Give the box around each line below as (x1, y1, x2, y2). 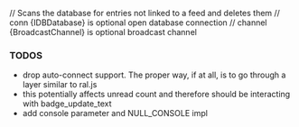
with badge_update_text (22, 98, 112, 109)
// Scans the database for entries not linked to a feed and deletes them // (9, 8, 280, 18)
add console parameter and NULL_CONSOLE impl (22, 108, 208, 119)
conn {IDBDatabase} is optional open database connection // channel (9, 17, 267, 28)
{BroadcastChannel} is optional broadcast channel (9, 27, 197, 37)
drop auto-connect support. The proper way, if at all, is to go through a (22, 69, 286, 80)
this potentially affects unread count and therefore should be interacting (22, 89, 291, 100)
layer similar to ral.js (22, 79, 98, 90)
